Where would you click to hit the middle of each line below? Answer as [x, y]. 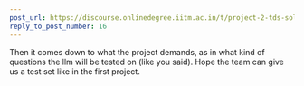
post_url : [28, 18]
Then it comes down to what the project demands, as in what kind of [137, 52]
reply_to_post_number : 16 [58, 26]
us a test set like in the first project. [75, 71]
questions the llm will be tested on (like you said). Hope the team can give [147, 62]
